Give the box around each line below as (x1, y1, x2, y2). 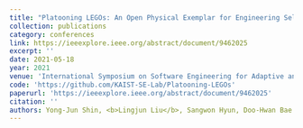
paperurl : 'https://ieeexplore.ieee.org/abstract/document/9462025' (9, 88, 272, 97)
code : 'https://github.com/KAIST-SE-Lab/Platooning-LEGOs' (9, 80, 236, 89)
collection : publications (9, 22, 106, 31)
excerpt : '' (9, 47, 54, 56)
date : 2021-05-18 (9, 55, 75, 64)
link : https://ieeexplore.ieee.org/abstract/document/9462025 (9, 38, 248, 48)
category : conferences (9, 30, 95, 39)
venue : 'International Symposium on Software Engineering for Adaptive (9, 72, 284, 81)
